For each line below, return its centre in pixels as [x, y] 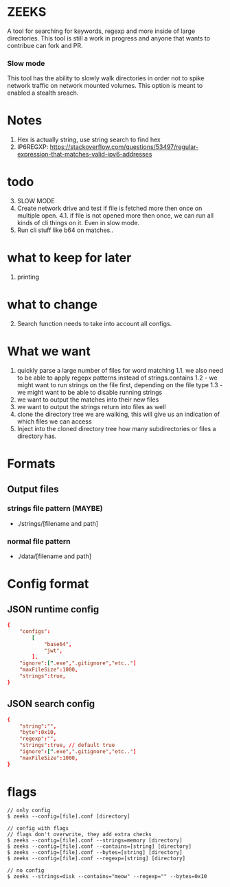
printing [28, 277]
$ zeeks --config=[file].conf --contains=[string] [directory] [100, 846]
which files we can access [54, 421]
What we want [49, 352]
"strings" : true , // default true [67, 746]
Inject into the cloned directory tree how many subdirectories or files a [116, 428]
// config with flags [38, 828]
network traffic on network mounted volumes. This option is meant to [105, 86]
